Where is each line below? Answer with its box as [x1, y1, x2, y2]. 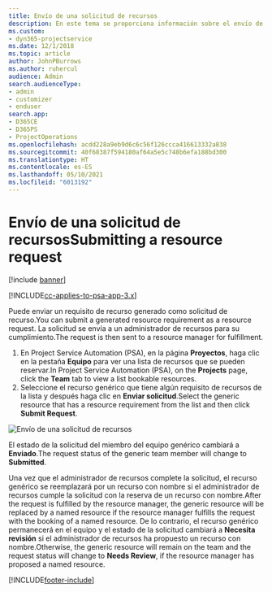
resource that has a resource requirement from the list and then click [19, 399, 250, 409]
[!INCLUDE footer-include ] [8, 575, 95, 585]
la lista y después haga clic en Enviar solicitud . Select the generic [19, 391, 240, 401]
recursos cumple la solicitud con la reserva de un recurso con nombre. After [8, 490, 261, 500]
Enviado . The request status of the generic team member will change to [8, 448, 248, 458]
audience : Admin [8, 72, 63, 81]
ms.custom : [8, 27, 45, 35]
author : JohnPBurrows [8, 58, 82, 66]
